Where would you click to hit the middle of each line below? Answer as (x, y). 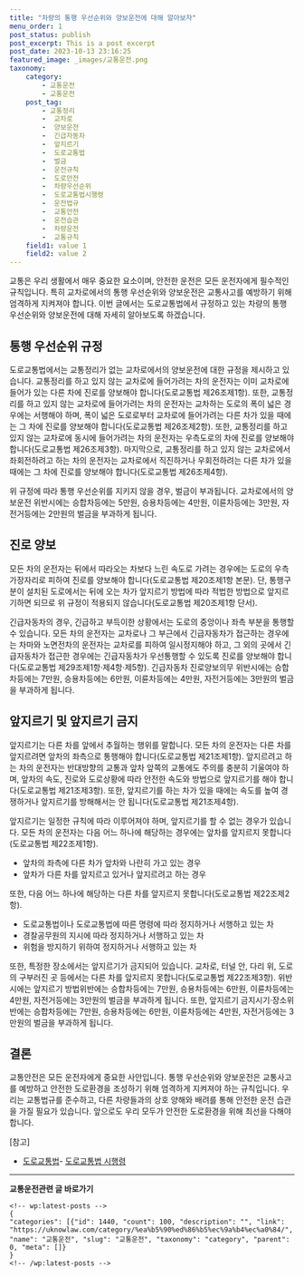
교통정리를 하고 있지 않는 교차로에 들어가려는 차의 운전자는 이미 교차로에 (162, 381)
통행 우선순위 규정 (56, 346)
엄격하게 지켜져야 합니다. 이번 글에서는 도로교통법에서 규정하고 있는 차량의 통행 (148, 304)
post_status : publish (50, 34)
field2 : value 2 (57, 254)
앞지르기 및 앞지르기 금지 (74, 721)
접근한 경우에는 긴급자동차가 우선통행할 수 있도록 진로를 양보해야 (162, 656)
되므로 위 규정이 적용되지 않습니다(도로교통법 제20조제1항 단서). (145, 602)
